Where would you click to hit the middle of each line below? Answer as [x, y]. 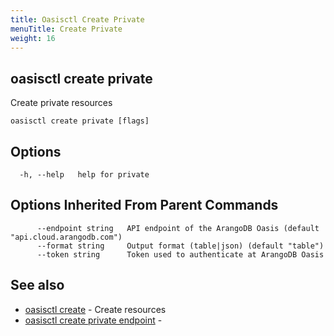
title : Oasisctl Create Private [77, 19]
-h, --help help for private [84, 175]
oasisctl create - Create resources [95, 309]
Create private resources [61, 103]
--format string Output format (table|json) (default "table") [180, 246]
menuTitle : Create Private [66, 29]
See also [37, 285]
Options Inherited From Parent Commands [144, 205]
